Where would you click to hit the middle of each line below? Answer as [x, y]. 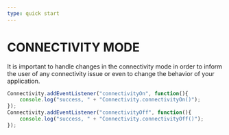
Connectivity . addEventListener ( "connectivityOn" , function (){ [98, 93]
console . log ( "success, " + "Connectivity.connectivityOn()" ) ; [110, 100]
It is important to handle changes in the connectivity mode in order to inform [115, 66]
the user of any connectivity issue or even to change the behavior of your [111, 73]
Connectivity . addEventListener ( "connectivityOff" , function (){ [99, 113]
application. [24, 81]
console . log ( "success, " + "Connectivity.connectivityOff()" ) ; [112, 119]
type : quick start [33, 13]
